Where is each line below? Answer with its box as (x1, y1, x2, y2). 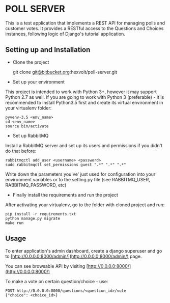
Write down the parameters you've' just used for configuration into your (5, 171, 156, 177)
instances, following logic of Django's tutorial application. (5, 31, 126, 37)
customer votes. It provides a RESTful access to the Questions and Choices (5, 25, 164, 31)
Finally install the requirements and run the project (12, 191, 119, 198)
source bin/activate (5, 123, 49, 129)
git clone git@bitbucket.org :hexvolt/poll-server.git (12, 69, 118, 75)
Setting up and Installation (5, 45, 91, 54)
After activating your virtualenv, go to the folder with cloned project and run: (5, 202, 165, 208)
